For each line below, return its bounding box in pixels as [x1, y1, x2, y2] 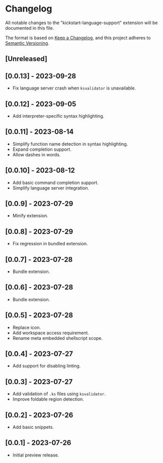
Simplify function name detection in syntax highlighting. [12, 141, 128, 147]
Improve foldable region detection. [12, 396, 85, 402]
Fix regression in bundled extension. [12, 241, 88, 247]
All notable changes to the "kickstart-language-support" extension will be [5, 20, 158, 26]
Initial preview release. [12, 452, 59, 458]
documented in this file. [5, 25, 54, 31]
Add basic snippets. [12, 424, 54, 430]
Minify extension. [12, 213, 49, 219]
